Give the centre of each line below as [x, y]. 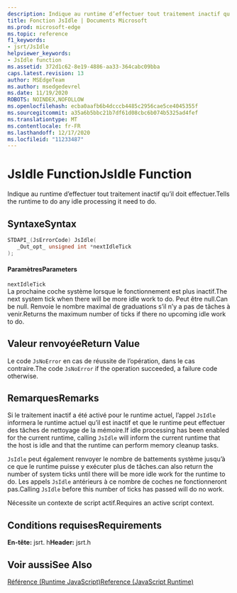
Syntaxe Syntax [42, 224]
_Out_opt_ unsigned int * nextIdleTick [74, 246]
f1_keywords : [27, 40]
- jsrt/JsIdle [28, 47]
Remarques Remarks [53, 398]
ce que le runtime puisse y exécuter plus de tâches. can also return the [110, 467]
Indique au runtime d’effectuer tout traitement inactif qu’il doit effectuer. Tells [118, 194]
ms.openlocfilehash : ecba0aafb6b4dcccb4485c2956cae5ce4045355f [103, 106]
